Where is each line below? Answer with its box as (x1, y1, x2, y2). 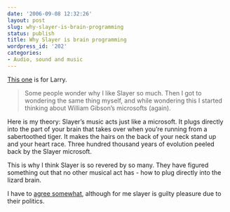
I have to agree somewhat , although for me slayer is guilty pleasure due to (7, 189, 222, 197)
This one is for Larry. (7, 75, 67, 84)
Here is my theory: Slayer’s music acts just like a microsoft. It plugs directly (7, 117, 224, 126)
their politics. (7, 197, 45, 205)
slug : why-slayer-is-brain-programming (7, 23, 124, 30)
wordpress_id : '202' (7, 43, 68, 50)
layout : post (7, 17, 46, 24)
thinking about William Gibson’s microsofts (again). (24, 103, 171, 112)
